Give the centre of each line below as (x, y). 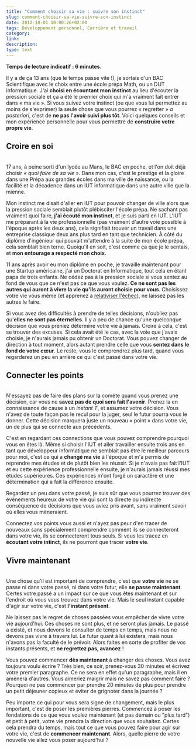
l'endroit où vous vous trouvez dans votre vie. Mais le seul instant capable (95, 600)
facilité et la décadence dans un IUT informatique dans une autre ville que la (98, 185)
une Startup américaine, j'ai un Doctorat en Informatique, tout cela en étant (97, 270)
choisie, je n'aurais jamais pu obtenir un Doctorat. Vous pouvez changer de (97, 338)
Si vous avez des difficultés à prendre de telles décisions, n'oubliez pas (92, 313)
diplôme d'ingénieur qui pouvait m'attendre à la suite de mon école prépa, (95, 240)
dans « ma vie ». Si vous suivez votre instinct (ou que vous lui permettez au (97, 103)
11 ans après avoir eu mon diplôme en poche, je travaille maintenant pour (94, 264)
